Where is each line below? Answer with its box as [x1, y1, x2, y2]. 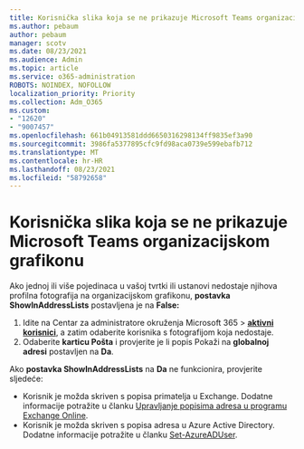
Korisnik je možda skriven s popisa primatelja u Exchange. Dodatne [22, 391, 273, 402]
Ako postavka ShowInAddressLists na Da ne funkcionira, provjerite [9, 364, 262, 375]
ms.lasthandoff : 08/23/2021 [9, 165, 116, 174]
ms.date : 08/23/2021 [9, 47, 88, 56]
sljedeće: [9, 373, 43, 385]
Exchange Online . [22, 410, 89, 421]
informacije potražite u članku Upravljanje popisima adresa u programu [22, 400, 288, 412]
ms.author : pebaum [9, 22, 79, 31]
